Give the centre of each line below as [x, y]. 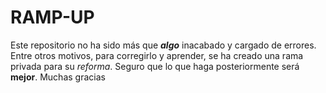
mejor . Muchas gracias [58, 77]
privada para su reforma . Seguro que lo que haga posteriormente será [155, 66]
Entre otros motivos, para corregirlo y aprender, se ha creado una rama [157, 55]
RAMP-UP [52, 17]
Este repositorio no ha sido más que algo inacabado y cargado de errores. [163, 45]
